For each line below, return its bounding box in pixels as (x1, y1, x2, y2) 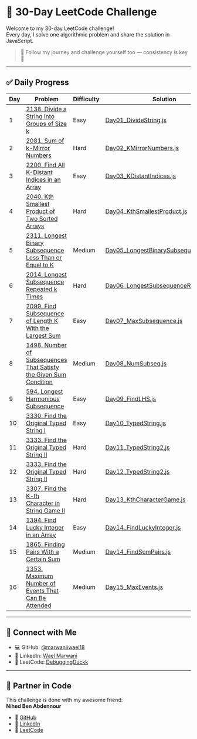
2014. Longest (26, 270, 67, 278)
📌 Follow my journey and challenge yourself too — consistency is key (20, 48, 188, 55)
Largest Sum (26, 331, 61, 339)
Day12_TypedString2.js (105, 467, 170, 475)
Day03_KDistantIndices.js (105, 172, 176, 180)
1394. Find (26, 516, 57, 524)
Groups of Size (26, 119, 67, 128)
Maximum (26, 572, 53, 580)
